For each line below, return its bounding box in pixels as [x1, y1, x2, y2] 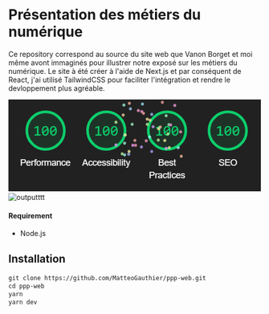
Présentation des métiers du [8, 6, 202, 24]
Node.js [19, 229, 47, 239]
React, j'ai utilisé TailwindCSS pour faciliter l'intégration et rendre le [8, 75, 231, 84]
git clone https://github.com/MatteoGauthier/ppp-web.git [8, 274, 206, 282]
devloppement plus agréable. [8, 83, 106, 93]
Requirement [8, 210, 53, 220]
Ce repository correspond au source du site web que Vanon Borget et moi [8, 49, 253, 59]
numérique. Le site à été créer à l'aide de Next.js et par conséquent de [8, 66, 243, 75]
